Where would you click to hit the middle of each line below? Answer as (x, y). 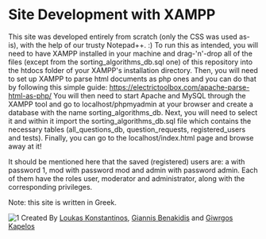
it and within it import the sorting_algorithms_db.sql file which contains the (130, 121)
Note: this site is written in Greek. (62, 202)
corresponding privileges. (50, 187)
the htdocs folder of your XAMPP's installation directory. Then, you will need (133, 70)
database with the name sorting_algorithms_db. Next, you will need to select (133, 112)
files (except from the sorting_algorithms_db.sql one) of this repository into (130, 62)
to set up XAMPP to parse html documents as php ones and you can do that (132, 79)
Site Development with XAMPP (112, 15)
